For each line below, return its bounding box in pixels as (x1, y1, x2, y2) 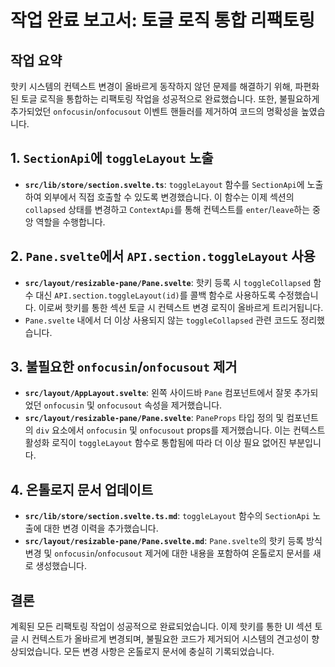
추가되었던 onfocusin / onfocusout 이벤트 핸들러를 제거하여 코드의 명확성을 (10, 106, 299, 117)
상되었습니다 (10, 646, 60, 658)
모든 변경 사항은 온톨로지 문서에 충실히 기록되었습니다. (63, 646, 275, 658)
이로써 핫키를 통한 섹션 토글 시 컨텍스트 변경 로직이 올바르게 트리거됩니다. (38, 301, 324, 313)
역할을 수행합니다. (35, 216, 106, 228)
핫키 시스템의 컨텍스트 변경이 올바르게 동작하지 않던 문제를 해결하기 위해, (10, 81, 293, 92)
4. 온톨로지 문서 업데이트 (10, 481, 153, 498)
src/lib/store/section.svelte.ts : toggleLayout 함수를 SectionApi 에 (24, 178, 305, 190)
